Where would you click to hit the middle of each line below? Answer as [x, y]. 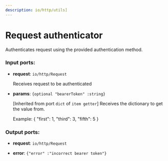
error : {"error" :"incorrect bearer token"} [60, 153]
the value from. [29, 109]
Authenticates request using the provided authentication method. [74, 50]
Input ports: [20, 63]
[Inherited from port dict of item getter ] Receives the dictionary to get [88, 103]
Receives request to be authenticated [52, 84]
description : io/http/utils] [36, 10]
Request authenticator [54, 35]
